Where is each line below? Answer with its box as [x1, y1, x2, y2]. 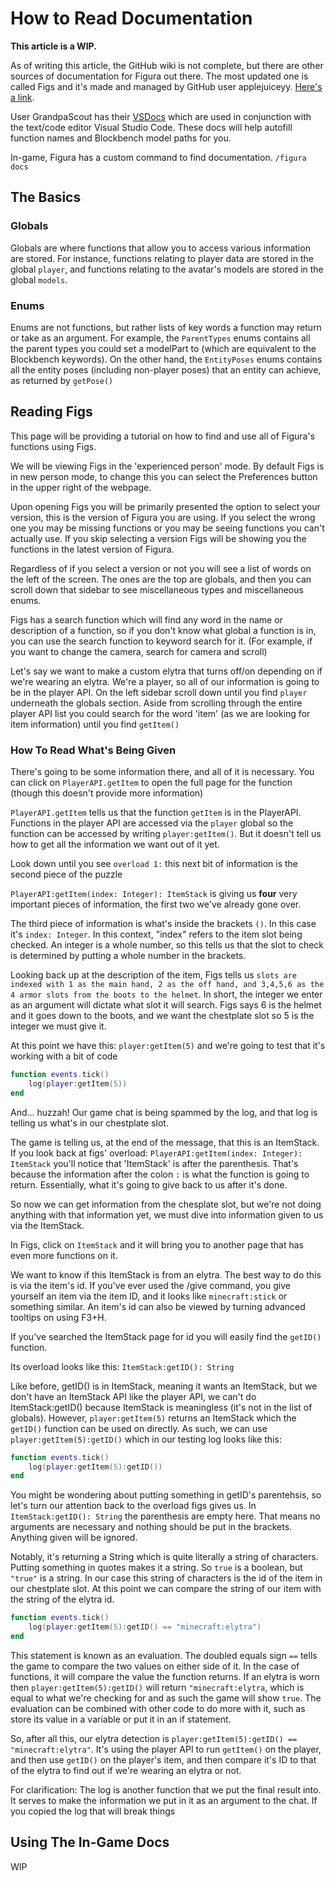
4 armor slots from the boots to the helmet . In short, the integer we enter [10, 988, 323, 1001]
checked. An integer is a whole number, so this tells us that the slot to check [10, 939, 325, 951]
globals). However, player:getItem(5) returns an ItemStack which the [10, 1412, 297, 1424]
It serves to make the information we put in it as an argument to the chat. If [10, 1794, 318, 1806]
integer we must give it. [10, 1020, 107, 1032]
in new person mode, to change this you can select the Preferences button [10, 470, 318, 482]
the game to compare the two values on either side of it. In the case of [10, 1660, 300, 1672]
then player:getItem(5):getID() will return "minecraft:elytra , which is [10, 1681, 305, 1693]
